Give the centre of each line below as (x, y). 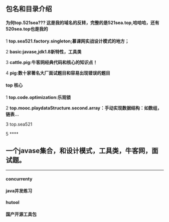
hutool (13, 202)
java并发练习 (19, 190)
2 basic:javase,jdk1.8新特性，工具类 (44, 51)
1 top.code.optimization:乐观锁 (38, 97)
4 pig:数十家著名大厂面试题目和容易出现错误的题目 (58, 73)
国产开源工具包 (21, 214)
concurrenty (19, 179)
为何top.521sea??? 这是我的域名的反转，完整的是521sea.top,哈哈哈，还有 (82, 22)
